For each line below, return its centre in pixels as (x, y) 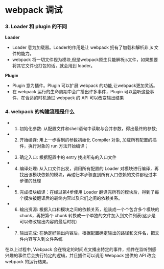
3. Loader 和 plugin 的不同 (36, 26)
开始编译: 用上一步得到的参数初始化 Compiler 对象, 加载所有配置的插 (88, 140)
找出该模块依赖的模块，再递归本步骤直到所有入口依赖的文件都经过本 (88, 174)
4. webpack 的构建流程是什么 (40, 112)
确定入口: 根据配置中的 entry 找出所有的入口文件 (68, 157)
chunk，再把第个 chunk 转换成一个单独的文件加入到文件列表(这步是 (87, 215)
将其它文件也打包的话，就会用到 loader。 (54, 66)
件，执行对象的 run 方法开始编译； (54, 146)
